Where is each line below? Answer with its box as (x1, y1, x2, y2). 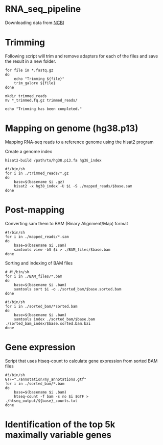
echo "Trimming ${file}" (14, 76, 65, 81)
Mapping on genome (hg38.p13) (5, 123, 139, 134)
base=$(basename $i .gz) (14, 179, 65, 184)
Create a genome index (5, 148, 52, 154)
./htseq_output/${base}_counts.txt (5, 398, 78, 403)
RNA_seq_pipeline (5, 3, 81, 15)
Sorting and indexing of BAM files (5, 260, 73, 266)
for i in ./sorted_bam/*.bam (5, 381, 65, 386)
